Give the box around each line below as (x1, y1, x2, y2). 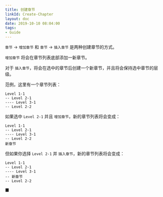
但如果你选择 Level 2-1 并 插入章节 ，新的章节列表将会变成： (5, 151, 125, 156)
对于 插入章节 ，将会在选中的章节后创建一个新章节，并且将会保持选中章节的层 (5, 65, 158, 71)
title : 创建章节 (5, 7, 35, 12)
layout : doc (5, 16, 29, 21)
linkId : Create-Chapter (5, 12, 54, 17)
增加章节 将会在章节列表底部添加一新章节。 (5, 55, 90, 60)
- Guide (5, 30, 21, 35)
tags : (5, 26, 16, 30)
